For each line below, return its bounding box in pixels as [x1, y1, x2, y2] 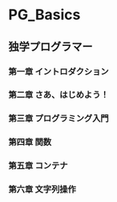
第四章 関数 [8, 137, 52, 148]
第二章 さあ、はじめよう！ [8, 89, 110, 101]
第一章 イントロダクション [8, 66, 110, 77]
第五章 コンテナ [8, 160, 68, 171]
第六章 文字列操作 [8, 183, 76, 195]
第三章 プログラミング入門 [8, 113, 110, 124]
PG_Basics [8, 6, 81, 24]
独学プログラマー [8, 39, 93, 53]
